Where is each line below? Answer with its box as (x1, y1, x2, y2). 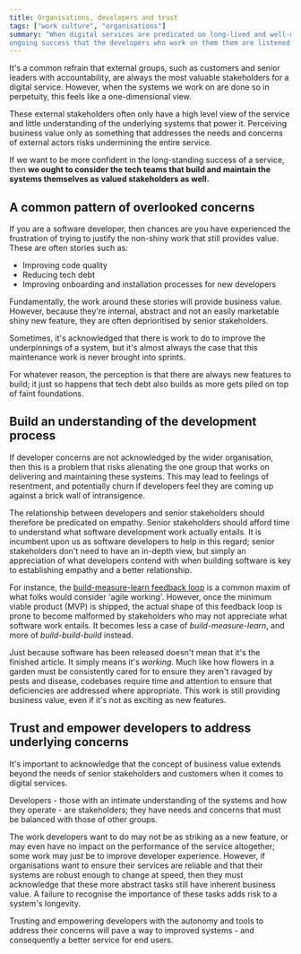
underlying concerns (9, 734, 130, 750)
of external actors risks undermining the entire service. (9, 137, 212, 148)
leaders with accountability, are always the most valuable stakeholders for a (9, 73, 289, 83)
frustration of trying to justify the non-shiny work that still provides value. (9, 233, 279, 244)
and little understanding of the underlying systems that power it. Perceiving (9, 118, 288, 129)
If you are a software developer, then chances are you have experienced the (9, 223, 291, 234)
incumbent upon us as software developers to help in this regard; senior (9, 535, 275, 547)
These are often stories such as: (9, 243, 128, 254)
